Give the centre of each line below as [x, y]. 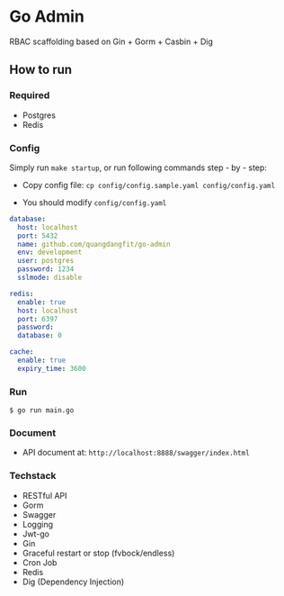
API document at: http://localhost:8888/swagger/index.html [136, 453]
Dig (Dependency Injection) [73, 582]
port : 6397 [38, 319]
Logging [38, 524]
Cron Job [40, 562]
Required [30, 95]
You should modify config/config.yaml [94, 202]
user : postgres [46, 261]
